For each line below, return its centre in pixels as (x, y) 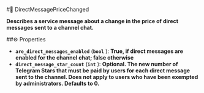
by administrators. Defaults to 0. (57, 83)
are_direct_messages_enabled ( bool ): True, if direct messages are (99, 51)
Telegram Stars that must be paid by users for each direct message (103, 71)
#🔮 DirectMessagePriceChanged (48, 9)
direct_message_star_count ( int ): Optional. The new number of (96, 64)
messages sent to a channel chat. (50, 28)
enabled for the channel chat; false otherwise (74, 57)
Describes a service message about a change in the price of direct (93, 21)
